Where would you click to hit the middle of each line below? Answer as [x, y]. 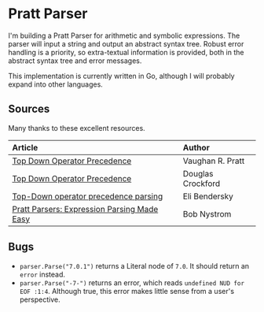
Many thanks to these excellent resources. [77, 128]
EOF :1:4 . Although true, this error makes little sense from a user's [126, 291]
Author [196, 147]
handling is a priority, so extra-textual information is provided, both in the [126, 52]
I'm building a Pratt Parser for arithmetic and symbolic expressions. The [124, 35]
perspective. [40, 299]
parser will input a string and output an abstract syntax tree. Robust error [126, 43]
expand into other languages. [56, 84]
